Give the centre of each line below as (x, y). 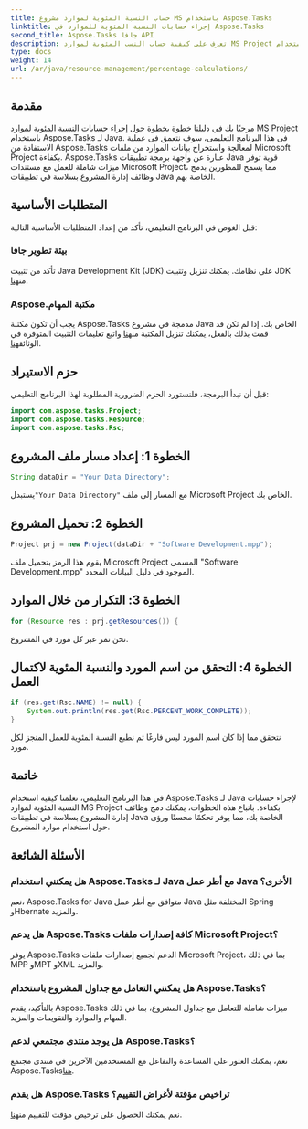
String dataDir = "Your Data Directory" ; (90, 477)
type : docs (31, 52)
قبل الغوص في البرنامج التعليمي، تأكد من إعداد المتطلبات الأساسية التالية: (134, 227)
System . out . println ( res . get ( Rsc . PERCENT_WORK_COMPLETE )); (139, 712)
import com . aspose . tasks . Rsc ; (68, 427)
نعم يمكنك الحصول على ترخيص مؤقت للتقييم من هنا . (96, 1114)
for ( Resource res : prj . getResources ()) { (95, 621)
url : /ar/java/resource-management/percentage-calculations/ (129, 69)
